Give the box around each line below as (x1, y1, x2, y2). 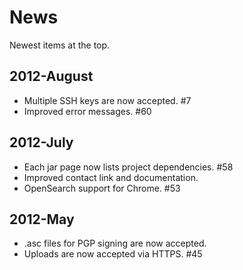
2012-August (9, 68, 94, 85)
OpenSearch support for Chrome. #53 (23, 182, 181, 194)
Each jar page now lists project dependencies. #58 (23, 161, 234, 173)
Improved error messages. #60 (23, 105, 152, 117)
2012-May (9, 211, 75, 228)
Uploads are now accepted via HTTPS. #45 (23, 248, 203, 260)
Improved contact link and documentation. (23, 171, 199, 183)
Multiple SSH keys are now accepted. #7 (23, 94, 192, 106)
